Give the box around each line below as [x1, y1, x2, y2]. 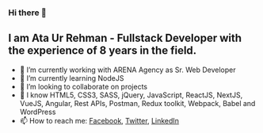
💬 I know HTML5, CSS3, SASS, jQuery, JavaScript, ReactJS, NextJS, [19, 90, 243, 100]
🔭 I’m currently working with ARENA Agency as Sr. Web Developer [19, 65, 236, 74]
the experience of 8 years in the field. [8, 44, 197, 58]
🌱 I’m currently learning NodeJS [19, 73, 124, 82]
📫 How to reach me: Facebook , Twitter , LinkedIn [19, 116, 180, 125]
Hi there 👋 [8, 7, 48, 18]
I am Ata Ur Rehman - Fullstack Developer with [8, 32, 242, 45]
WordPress [19, 107, 56, 116]
